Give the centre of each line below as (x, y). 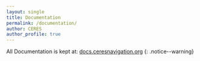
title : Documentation (34, 18)
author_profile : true (34, 34)
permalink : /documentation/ (42, 23)
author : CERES (24, 29)
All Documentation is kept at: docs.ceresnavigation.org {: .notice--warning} (100, 51)
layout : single (25, 12)
